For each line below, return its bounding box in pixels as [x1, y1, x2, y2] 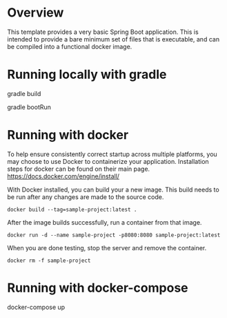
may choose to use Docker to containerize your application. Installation [7, 157, 209, 165]
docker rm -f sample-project [7, 257, 91, 264]
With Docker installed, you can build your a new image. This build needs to [7, 185, 219, 194]
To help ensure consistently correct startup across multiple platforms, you [7, 150, 217, 158]
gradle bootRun [7, 102, 52, 111]
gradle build [7, 89, 41, 97]
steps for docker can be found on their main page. [7, 165, 150, 173]
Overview [7, 5, 64, 21]
